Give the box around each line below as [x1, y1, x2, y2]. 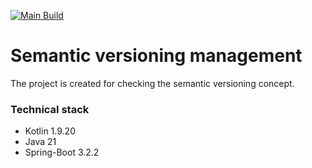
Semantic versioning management [10, 45, 303, 67]
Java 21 [24, 136, 57, 148]
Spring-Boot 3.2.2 [24, 146, 100, 159]
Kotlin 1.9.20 [24, 125, 76, 137]
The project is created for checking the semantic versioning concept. [10, 77, 295, 89]
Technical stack [10, 102, 90, 116]
